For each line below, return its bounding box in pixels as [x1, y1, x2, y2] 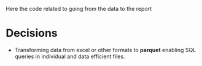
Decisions [6, 27, 58, 40]
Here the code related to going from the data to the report [6, 5, 152, 12]
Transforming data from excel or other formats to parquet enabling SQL [14, 46, 196, 53]
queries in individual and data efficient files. [14, 53, 125, 60]
